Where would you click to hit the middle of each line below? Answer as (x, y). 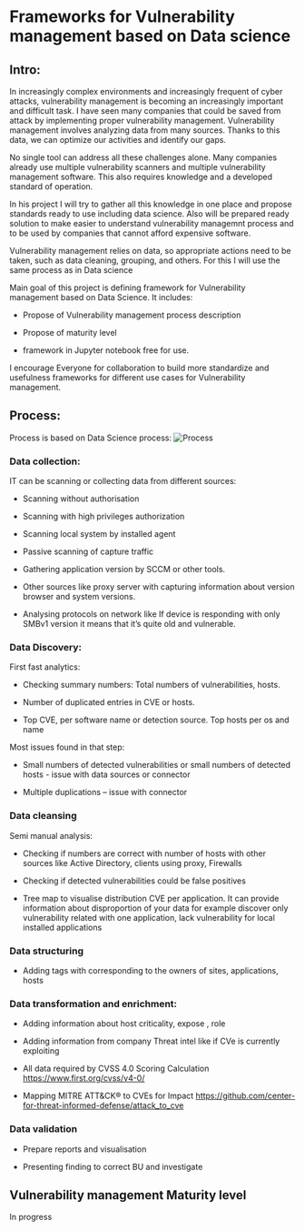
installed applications (62, 927)
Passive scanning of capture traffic (88, 551)
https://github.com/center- (246, 1096)
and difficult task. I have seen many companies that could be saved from (145, 111)
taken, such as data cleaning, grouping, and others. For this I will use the (145, 260)
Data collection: (45, 461)
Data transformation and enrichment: (93, 1004)
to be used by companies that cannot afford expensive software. (130, 233)
